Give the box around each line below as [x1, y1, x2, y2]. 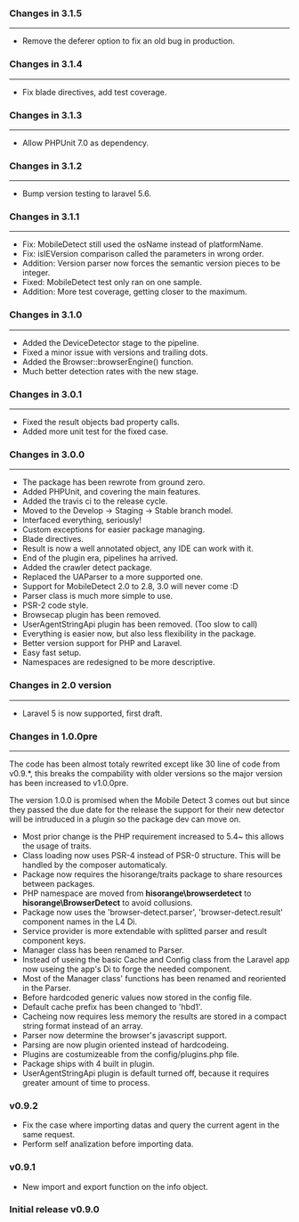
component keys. [21, 935, 86, 946]
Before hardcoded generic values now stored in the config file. [21, 992, 252, 1003]
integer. [21, 267, 51, 278]
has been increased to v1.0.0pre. [9, 777, 129, 788]
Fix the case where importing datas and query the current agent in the [21, 1119, 280, 1130]
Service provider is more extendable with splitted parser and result [21, 925, 267, 936]
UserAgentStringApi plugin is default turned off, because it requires [21, 1068, 270, 1078]
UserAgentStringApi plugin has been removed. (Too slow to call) [21, 619, 258, 630]
